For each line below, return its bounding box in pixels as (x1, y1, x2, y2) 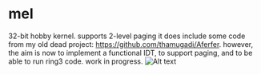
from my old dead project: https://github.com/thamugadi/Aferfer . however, (8, 39, 254, 49)
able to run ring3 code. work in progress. (8, 56, 143, 66)
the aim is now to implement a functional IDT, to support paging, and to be (8, 48, 253, 57)
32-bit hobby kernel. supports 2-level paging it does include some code (8, 31, 246, 41)
